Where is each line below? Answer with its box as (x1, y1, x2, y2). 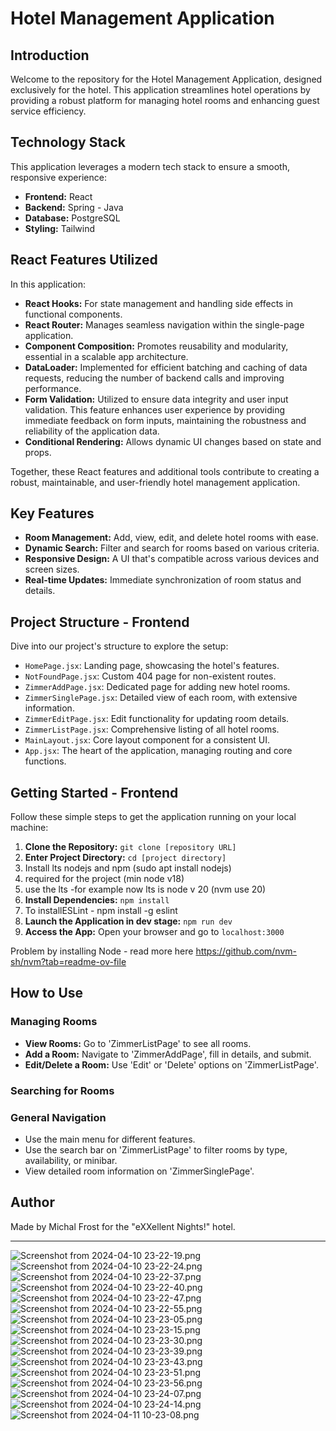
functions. (24, 755, 67, 767)
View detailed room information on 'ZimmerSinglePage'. (24, 1165, 255, 1177)
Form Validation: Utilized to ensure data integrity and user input (24, 393, 289, 405)
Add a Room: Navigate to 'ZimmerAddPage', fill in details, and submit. (24, 1048, 312, 1060)
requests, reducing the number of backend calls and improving (24, 372, 285, 384)
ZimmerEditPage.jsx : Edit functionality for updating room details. (24, 713, 290, 725)
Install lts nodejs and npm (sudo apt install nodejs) (24, 862, 232, 874)
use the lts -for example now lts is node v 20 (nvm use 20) (24, 883, 267, 896)
